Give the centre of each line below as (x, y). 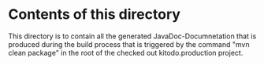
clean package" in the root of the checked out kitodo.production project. (126, 52)
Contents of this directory (95, 14)
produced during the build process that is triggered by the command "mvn (129, 44)
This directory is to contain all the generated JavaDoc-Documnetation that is (132, 36)
